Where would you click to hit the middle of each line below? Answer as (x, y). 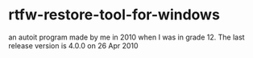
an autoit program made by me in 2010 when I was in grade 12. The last (126, 37)
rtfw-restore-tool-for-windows (114, 15)
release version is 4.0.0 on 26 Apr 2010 (73, 45)
